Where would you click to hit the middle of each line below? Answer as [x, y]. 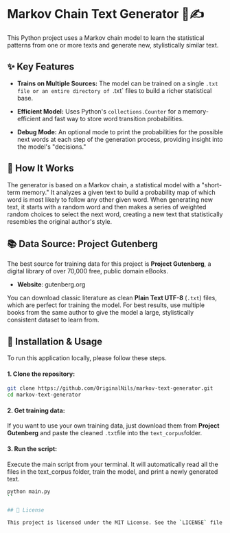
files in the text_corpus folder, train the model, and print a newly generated [113, 471]
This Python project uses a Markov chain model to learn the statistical [106, 38]
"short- [211, 185]
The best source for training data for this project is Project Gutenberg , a [109, 264]
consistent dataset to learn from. [53, 320]
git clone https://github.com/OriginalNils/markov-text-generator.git [110, 388]
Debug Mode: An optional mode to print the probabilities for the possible [120, 132]
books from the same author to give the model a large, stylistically [101, 313]
